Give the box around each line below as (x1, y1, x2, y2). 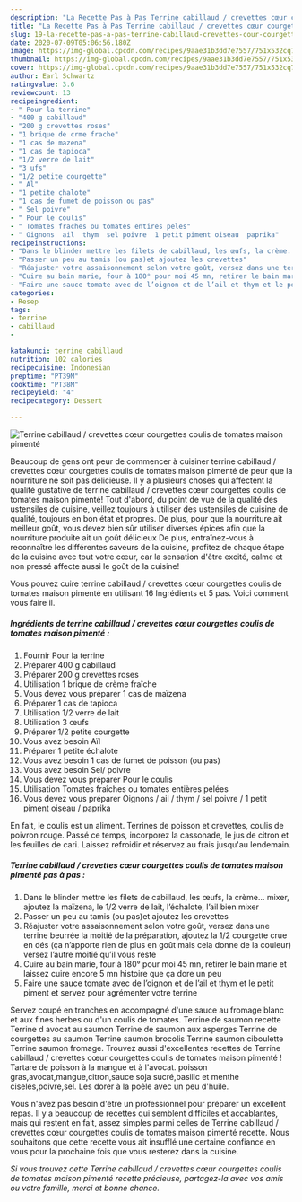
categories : (10, 288, 55, 297)
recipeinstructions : (10, 239, 88, 248)
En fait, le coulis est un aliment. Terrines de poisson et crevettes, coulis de (10, 820, 285, 830)
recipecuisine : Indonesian (10, 363, 111, 373)
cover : (10, 64, 35, 73)
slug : (10, 30, 30, 39)
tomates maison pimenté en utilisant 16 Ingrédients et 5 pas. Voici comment (10, 588, 289, 598)
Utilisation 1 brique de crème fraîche (22, 679, 158, 689)
